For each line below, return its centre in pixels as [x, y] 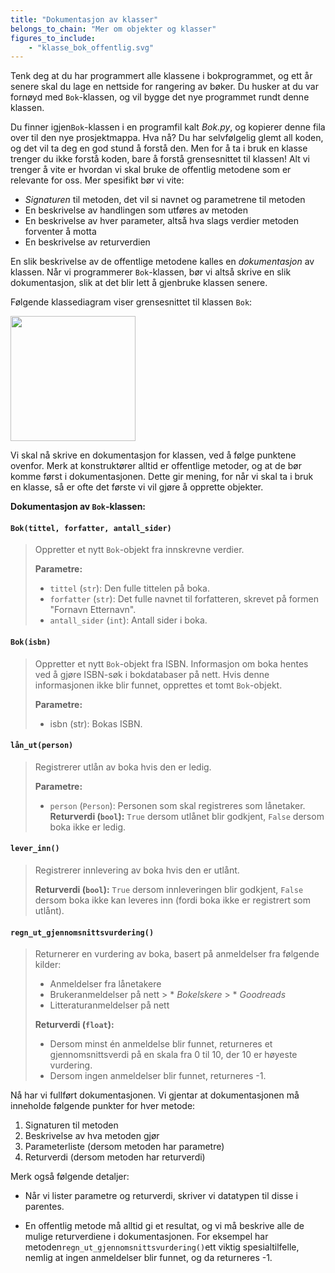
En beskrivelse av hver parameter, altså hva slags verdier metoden [161, 221]
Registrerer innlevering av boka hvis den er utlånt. [137, 870]
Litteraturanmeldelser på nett [109, 1005]
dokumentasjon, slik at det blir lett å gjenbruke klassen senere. [139, 283]
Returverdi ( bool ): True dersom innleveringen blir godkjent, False [169, 890]
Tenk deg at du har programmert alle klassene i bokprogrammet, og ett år [161, 76]
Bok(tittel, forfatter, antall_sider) [91, 528]
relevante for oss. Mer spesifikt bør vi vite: [97, 180]
